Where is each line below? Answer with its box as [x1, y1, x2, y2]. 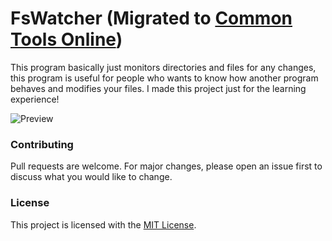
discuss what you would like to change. [10, 171, 173, 183]
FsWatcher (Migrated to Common [10, 7, 293, 30]
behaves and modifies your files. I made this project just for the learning [10, 82, 307, 94]
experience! [10, 93, 60, 105]
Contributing [10, 137, 74, 151]
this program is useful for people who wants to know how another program [10, 72, 319, 84]
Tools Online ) [10, 28, 123, 51]
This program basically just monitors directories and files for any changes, [10, 61, 317, 73]
